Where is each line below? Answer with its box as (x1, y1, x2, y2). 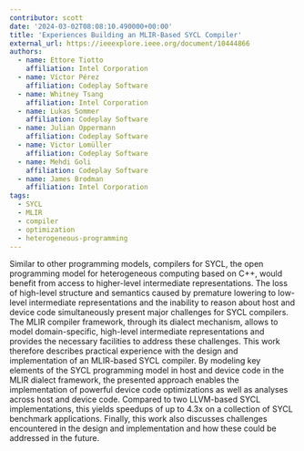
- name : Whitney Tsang (17, 89, 104, 98)
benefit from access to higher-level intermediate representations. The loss (9, 278, 289, 289)
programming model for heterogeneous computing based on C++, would (9, 268, 283, 279)
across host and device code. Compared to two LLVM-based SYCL (9, 394, 261, 405)
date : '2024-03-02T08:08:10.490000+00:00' (9, 22, 173, 31)
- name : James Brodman (17, 174, 104, 183)
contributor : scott (9, 13, 84, 23)
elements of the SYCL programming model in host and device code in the (9, 365, 285, 376)
